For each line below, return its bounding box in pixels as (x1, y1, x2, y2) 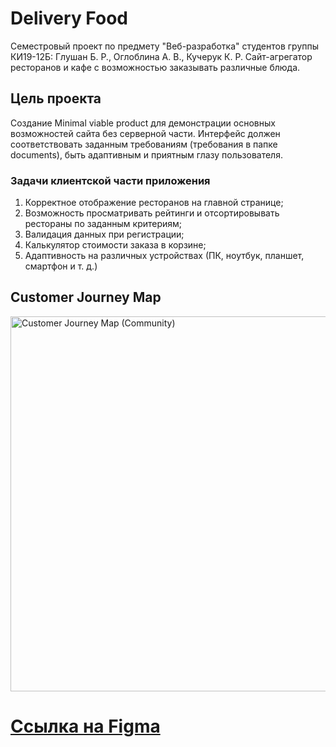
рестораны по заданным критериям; (24, 218, 183, 230)
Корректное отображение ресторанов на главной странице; (24, 197, 284, 209)
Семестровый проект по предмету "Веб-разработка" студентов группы (10, 40, 320, 52)
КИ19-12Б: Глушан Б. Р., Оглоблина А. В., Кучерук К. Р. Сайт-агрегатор (10, 50, 313, 62)
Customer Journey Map (10, 289, 162, 306)
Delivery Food (10, 7, 128, 30)
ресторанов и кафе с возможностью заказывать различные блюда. (10, 61, 301, 73)
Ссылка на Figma (10, 715, 161, 738)
